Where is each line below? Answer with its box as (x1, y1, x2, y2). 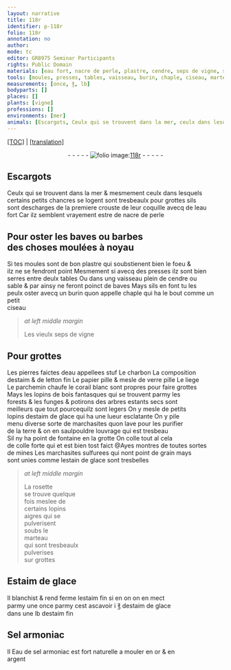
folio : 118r (7, 29, 41, 36)
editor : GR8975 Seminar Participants (7, 55, 115, 62)
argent (7, 654, 26, 663)
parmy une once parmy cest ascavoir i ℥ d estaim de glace (7, 601, 171, 610)
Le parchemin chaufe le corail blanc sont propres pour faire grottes (7, 383, 197, 391)
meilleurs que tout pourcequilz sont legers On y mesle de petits (7, 405, 187, 413)
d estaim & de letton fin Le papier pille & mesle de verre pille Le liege (7, 375, 199, 383)
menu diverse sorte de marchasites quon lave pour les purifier (7, 419, 184, 427)
